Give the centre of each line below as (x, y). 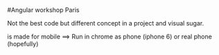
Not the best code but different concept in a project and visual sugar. (106, 23)
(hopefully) (23, 44)
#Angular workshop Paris (43, 10)
